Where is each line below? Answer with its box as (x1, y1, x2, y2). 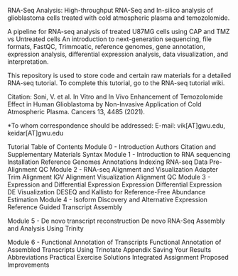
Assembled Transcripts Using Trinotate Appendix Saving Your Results (7, 245, 212, 254)
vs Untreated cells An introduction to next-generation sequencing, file (7, 35, 212, 43)
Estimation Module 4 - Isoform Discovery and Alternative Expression (7, 195, 208, 204)
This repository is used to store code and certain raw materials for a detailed (7, 71, 232, 79)
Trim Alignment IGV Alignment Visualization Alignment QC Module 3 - (7, 173, 211, 181)
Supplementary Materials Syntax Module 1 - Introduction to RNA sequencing (7, 150, 231, 158)
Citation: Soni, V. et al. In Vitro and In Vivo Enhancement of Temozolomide (7, 92, 224, 101)
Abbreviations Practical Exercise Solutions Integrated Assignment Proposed (7, 253, 229, 261)
